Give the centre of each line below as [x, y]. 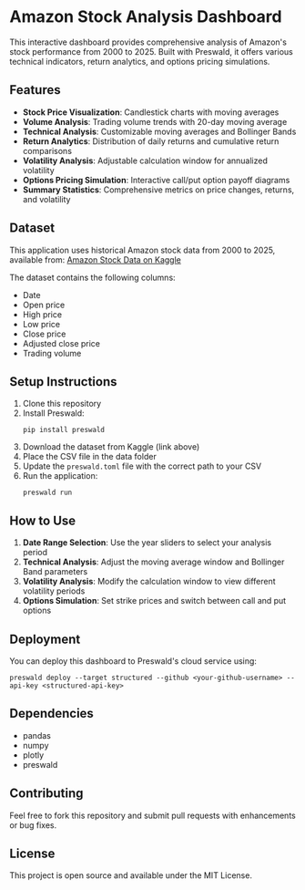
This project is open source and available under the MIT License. [131, 875]
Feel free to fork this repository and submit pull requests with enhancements [152, 815]
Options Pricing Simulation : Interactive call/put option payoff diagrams [156, 180]
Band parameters [55, 572]
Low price [41, 324]
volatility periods [54, 591]
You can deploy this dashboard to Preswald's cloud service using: [133, 661]
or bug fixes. [33, 825]
